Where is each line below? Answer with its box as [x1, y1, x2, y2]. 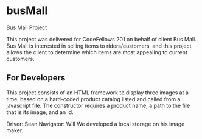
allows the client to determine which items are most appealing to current [6, 48, 187, 55]
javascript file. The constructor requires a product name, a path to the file [6, 102, 190, 109]
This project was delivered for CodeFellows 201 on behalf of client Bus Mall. [6, 35, 197, 43]
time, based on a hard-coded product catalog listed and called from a [6, 95, 181, 102]
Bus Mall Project [6, 24, 47, 31]
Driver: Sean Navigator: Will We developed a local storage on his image [6, 120, 185, 127]
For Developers [6, 73, 66, 83]
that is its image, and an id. [6, 108, 74, 116]
